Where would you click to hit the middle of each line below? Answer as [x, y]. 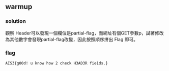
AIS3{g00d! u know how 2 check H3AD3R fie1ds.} [57, 63]
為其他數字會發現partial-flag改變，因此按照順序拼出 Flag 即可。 [72, 39]
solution [16, 21]
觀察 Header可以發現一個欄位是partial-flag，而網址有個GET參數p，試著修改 [84, 33]
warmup [19, 7]
